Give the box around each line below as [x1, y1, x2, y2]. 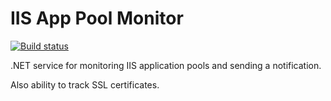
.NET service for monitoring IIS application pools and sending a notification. [10, 59, 322, 71]
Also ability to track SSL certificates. [10, 78, 160, 91]
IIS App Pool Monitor [10, 7, 184, 30]
